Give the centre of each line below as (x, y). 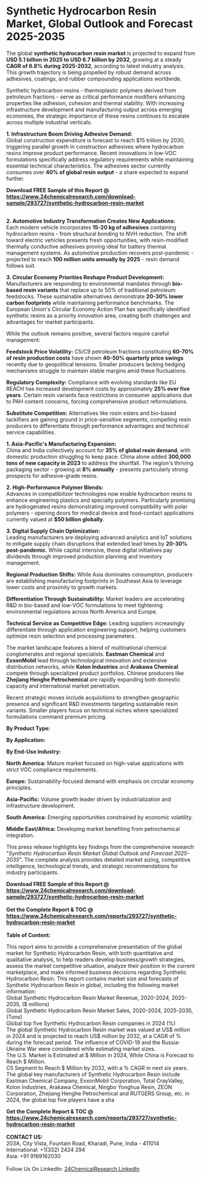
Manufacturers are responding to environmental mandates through (88, 283)
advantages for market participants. (50, 322)
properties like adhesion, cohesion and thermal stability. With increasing (95, 103)
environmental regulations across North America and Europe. (82, 611)
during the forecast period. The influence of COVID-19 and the (83, 1042)
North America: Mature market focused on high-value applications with (95, 763)
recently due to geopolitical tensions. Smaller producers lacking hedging (96, 364)
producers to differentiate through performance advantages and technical (97, 426)
